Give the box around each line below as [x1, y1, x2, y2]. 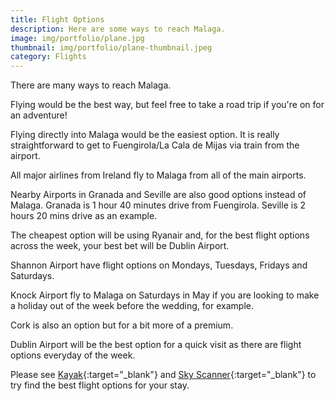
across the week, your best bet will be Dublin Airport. [10, 240, 230, 252]
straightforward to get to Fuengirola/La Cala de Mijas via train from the [10, 139, 300, 151]
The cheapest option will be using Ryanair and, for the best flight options [10, 229, 310, 241]
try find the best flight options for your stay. [10, 379, 190, 391]
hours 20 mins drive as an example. [10, 210, 158, 222]
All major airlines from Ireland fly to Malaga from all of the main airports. [10, 169, 307, 181]
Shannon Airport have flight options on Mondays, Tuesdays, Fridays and [10, 259, 308, 271]
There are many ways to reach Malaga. [10, 79, 172, 91]
